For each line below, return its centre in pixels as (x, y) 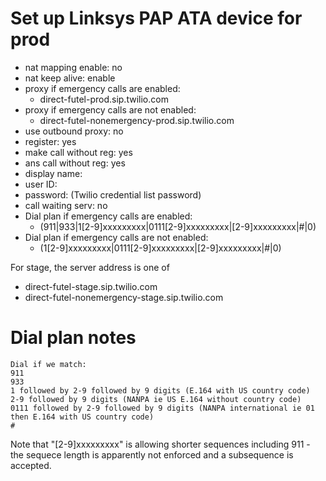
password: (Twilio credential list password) (113, 194)
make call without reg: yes (78, 152)
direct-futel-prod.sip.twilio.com (104, 99)
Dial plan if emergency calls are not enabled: (116, 237)
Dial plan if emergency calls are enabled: (108, 216)
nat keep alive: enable (70, 78)
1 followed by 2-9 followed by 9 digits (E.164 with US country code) (160, 390)
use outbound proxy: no (74, 131)
